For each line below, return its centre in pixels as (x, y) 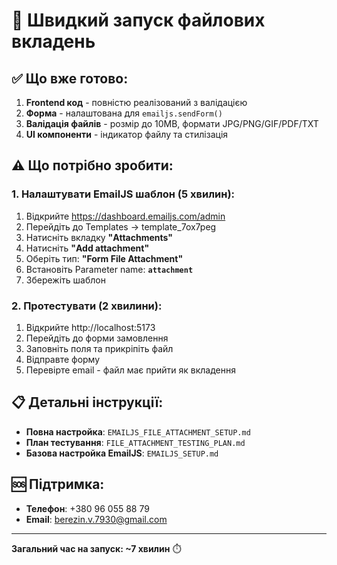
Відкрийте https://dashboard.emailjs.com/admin (125, 216)
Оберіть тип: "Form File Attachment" (104, 258)
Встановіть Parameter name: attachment (109, 269)
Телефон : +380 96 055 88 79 (87, 508)
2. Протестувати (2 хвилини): (87, 306)
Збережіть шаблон (65, 280)
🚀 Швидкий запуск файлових (138, 20)
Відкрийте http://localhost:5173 (90, 327)
